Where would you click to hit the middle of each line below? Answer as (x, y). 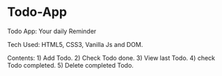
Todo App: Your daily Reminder (52, 31)
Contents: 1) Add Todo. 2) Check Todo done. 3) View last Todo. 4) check (111, 58)
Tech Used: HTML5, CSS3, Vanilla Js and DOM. (75, 44)
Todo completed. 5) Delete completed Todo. (71, 65)
